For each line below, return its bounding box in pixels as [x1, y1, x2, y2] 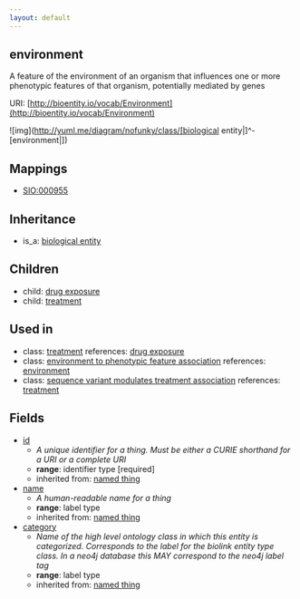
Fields [9, 411, 45, 426]
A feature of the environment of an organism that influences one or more [9, 71, 281, 82]
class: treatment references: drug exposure [22, 345, 185, 356]
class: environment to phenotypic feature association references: [22, 355, 266, 366]
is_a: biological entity [22, 236, 102, 246]
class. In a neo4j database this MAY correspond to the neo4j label [35, 550, 284, 561]
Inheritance [9, 211, 76, 227]
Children [9, 262, 59, 277]
